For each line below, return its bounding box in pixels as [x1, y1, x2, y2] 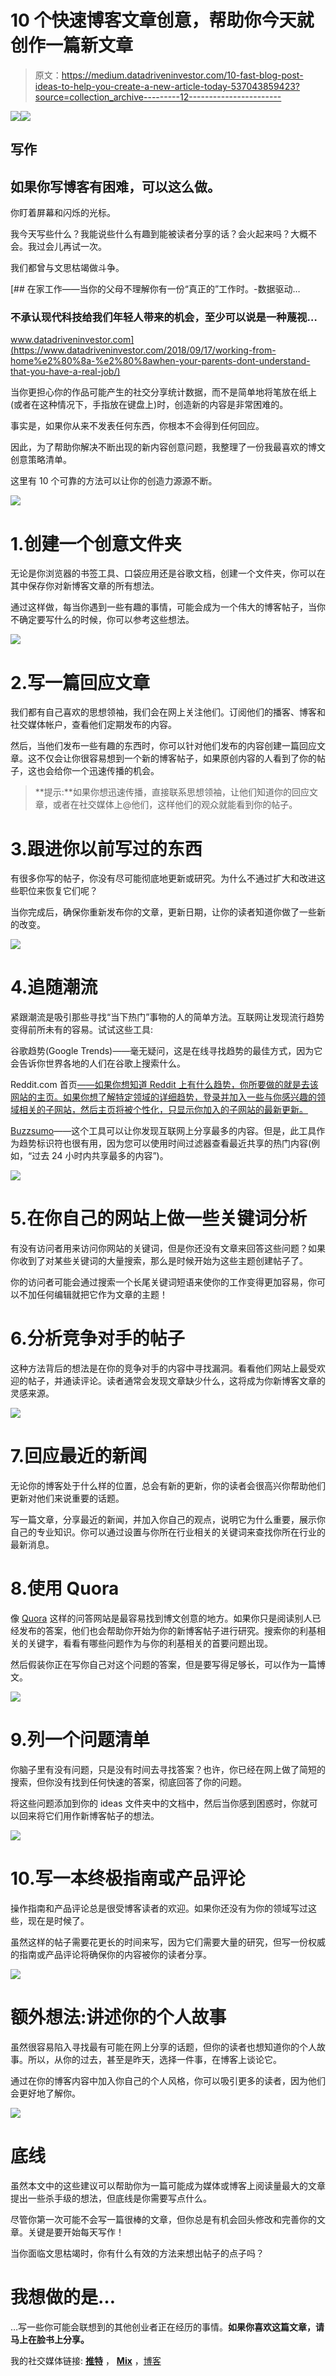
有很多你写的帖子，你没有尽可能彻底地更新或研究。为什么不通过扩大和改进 [10, 872, 317, 885]
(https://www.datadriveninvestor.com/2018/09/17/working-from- [10, 344, 277, 356]
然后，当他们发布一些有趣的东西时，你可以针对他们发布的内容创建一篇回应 [10, 740, 317, 752]
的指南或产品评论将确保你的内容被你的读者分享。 [10, 1948, 212, 1960]
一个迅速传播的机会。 [71, 765, 160, 777]
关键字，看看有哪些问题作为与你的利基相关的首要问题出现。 [27, 1637, 273, 1649]
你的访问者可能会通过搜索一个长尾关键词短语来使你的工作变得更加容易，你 [10, 1276, 317, 1288]
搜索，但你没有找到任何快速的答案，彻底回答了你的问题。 [10, 1776, 247, 1788]
